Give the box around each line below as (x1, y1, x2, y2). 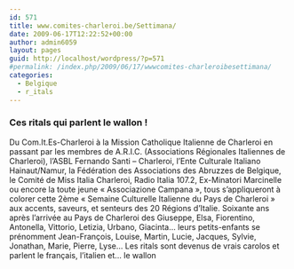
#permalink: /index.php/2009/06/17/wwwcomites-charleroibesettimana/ (9, 63, 273, 72)
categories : (9, 71, 53, 80)
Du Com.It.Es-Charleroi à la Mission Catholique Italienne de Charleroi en (9, 137, 274, 147)
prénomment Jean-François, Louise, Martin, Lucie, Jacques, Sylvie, (9, 231, 257, 241)
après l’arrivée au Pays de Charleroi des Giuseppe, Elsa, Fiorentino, (9, 212, 256, 223)
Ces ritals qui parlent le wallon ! (9, 116, 148, 129)
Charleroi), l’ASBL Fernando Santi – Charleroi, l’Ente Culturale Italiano (9, 155, 261, 166)
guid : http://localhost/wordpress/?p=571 (9, 54, 165, 63)
